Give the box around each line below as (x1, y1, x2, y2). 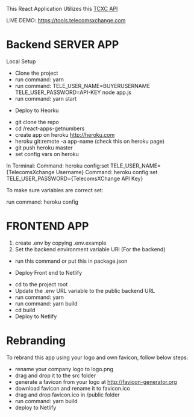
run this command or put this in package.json (14, 257, 128, 265)
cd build (14, 306, 36, 313)
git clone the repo (14, 118, 59, 125)
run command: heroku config (6, 198, 78, 205)
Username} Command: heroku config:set (55, 168, 158, 175)
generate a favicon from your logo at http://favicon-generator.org (14, 378, 178, 385)
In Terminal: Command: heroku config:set (6, 162, 110, 169)
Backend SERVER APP (6, 38, 119, 52)
